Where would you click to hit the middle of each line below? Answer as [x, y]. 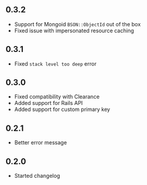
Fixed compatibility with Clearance [57, 97]
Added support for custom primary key [62, 109]
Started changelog [37, 176]
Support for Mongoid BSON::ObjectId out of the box [77, 24]
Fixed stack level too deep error [55, 64]
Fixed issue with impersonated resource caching [74, 30]
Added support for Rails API [48, 103]
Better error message [40, 143]
